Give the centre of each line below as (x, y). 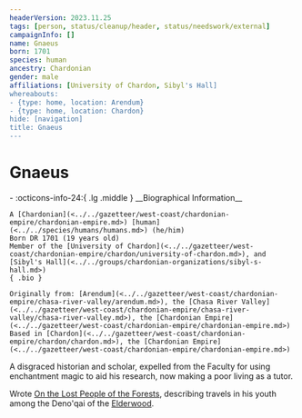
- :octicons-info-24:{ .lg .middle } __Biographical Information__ (126, 197)
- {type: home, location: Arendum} (77, 102)
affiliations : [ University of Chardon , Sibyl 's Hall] (114, 85)
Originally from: (42, 294)
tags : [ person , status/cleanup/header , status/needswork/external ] (140, 26)
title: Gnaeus (36, 128)
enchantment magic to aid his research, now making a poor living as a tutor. (151, 376)
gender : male (34, 77)
